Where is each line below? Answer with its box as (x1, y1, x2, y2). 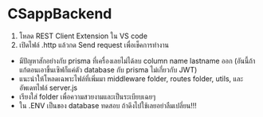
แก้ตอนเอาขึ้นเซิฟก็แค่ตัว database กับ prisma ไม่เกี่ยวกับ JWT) (18, 64, 198, 74)
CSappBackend (7, 5, 112, 23)
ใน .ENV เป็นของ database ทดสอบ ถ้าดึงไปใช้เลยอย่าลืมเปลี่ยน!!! (18, 100, 197, 110)
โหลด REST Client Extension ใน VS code (18, 31, 148, 41)
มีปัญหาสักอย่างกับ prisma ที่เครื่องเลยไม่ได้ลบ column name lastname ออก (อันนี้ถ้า (18, 56, 256, 65)
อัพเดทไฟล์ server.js (18, 83, 78, 92)
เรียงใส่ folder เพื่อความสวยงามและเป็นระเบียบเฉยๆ (18, 92, 156, 101)
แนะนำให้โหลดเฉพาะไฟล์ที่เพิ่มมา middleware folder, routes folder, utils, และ (18, 73, 244, 84)
